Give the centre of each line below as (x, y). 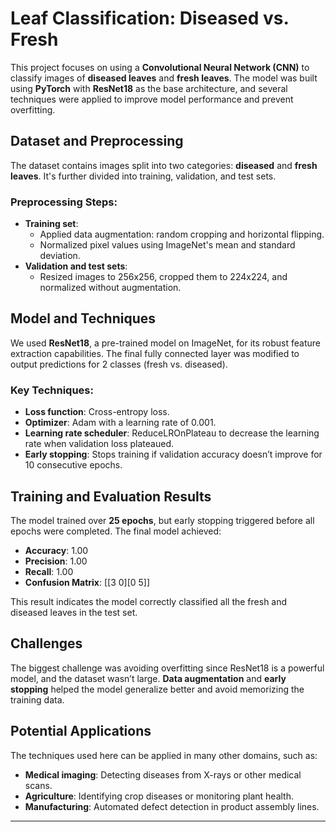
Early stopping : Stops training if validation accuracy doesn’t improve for (173, 454)
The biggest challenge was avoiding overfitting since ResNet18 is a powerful (167, 668)
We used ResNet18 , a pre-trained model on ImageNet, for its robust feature (165, 343)
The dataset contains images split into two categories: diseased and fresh (164, 165)
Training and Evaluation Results (111, 496)
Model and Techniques (83, 318)
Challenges (46, 643)
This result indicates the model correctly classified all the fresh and (149, 601)
